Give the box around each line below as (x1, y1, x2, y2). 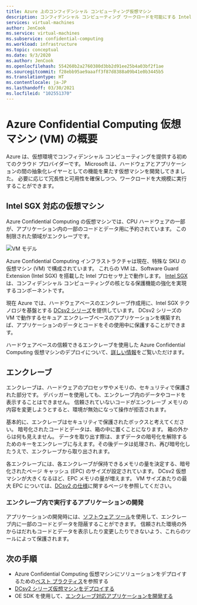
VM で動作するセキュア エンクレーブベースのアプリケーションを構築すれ (6, 314, 181, 321)
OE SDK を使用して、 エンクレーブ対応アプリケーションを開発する (14, 593, 174, 600)
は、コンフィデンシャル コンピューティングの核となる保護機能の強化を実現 (6, 280, 186, 287)
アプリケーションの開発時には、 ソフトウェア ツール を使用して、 (6, 513, 161, 520)
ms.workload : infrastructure (6, 42, 77, 48)
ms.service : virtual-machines (6, 31, 80, 36)
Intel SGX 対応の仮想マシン (6, 201, 104, 211)
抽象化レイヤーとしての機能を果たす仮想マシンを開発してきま (31, 167, 181, 174)
